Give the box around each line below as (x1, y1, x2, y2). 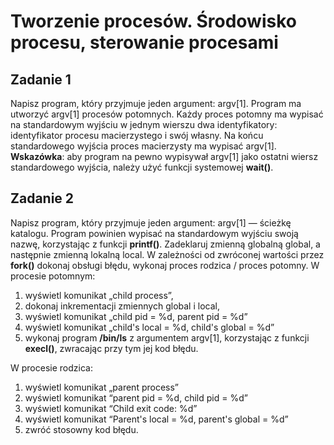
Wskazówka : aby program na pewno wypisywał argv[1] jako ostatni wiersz (10, 151, 319, 162)
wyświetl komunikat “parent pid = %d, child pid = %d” (24, 391, 248, 404)
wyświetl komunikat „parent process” (24, 381, 180, 393)
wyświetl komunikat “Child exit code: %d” (24, 402, 198, 414)
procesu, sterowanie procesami (10, 31, 279, 54)
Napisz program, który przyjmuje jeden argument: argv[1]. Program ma (10, 98, 302, 109)
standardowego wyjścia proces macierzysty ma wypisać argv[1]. (10, 140, 277, 152)
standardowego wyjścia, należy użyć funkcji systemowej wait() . (10, 161, 274, 173)
